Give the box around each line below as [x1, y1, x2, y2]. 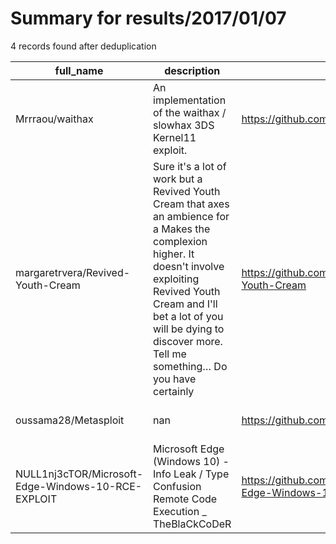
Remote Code [153, 492, 218, 506]
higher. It [153, 247, 195, 261]
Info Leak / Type [153, 467, 230, 481]
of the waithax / [153, 105, 227, 119]
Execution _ [153, 504, 207, 518]
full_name [54, 63, 104, 77]
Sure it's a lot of [153, 159, 227, 173]
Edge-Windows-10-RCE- [15, 479, 143, 493]
